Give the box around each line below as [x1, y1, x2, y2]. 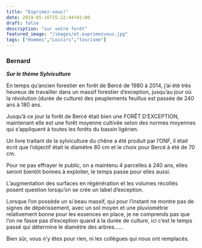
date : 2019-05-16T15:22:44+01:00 [6, 14, 90, 20]
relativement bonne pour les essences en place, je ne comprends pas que [6, 211, 190, 218]
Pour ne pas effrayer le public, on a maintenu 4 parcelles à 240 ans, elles [6, 162, 188, 169]
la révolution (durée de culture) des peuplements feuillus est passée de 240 [6, 95, 195, 102]
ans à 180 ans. [6, 101, 42, 108]
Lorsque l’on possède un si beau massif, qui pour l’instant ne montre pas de [6, 198, 194, 205]
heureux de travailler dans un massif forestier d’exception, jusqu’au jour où [6, 88, 192, 96]
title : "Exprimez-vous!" [6, 8, 69, 15]
